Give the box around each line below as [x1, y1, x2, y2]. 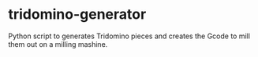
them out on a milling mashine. [8, 39, 108, 48]
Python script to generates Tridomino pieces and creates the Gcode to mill [8, 31, 251, 41]
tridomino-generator [8, 5, 147, 23]
